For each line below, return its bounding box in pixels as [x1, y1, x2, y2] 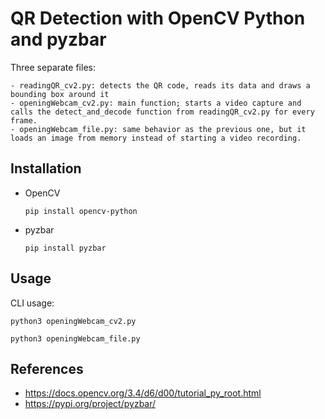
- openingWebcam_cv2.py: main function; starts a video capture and [10, 98, 302, 108]
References [10, 360, 84, 377]
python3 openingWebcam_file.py [10, 333, 141, 344]
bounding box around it [10, 89, 110, 99]
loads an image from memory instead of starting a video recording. [10, 133, 302, 143]
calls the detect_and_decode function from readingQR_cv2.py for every [10, 107, 315, 117]
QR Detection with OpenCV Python [10, 7, 306, 30]
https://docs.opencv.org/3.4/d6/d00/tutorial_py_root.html [24, 387, 262, 399]
